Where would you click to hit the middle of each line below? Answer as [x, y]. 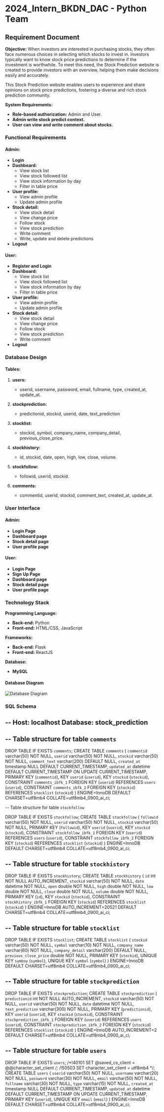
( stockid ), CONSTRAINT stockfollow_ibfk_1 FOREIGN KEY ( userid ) [74, 833]
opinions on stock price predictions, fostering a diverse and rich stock [76, 90]
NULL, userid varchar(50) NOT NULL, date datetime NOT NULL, [70, 1004]
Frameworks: [19, 638]
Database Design [26, 358]
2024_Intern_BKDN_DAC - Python [76, 9]
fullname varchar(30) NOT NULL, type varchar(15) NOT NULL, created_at [79, 1083]
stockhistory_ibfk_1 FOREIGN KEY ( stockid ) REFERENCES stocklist [76, 902]
